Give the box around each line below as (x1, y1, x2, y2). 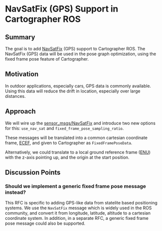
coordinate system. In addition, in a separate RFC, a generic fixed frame (5, 216, 149, 221)
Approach (5, 108, 36, 116)
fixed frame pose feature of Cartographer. (5, 56, 89, 62)
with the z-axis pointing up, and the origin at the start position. (5, 154, 130, 160)
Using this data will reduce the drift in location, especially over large (5, 88, 141, 94)
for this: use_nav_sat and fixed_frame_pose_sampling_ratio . (5, 125, 124, 131)
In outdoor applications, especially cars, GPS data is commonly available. (5, 83, 151, 89)
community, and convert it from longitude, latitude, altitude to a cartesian (5, 210, 151, 216)
